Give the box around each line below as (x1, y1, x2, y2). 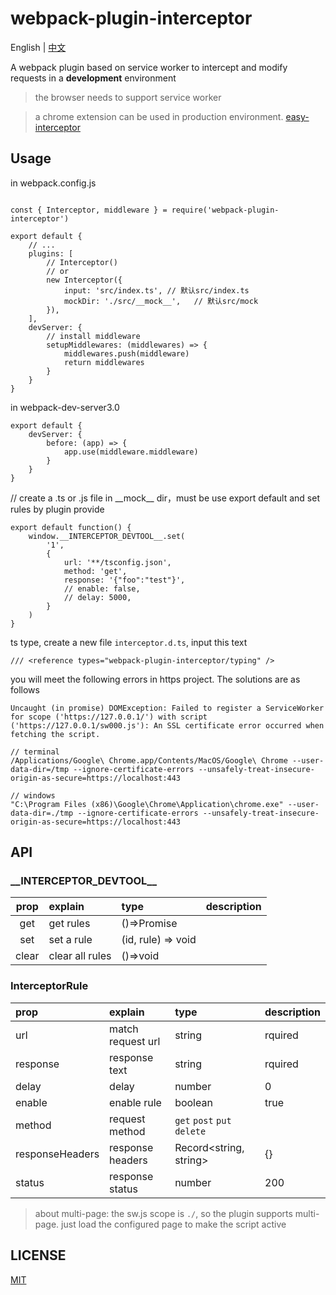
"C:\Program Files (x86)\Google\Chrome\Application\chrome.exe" (10, 799, 284, 809)
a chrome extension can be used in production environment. (34, 110, 284, 122)
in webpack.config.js (10, 177, 97, 189)
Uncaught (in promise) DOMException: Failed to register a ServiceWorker (10, 703, 325, 713)
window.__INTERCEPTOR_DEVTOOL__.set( (28, 531, 186, 541)
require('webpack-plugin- (171, 205, 280, 215)
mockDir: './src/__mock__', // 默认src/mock (63, 296, 259, 306)
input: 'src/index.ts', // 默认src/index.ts (63, 285, 250, 296)
